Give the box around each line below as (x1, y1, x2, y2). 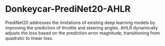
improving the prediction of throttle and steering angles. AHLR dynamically (5, 24, 158, 30)
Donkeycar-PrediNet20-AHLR (5, 3, 131, 15)
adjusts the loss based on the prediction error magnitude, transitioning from (5, 30, 160, 36)
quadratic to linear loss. (5, 35, 54, 41)
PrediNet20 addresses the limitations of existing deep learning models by (5, 20, 156, 25)
